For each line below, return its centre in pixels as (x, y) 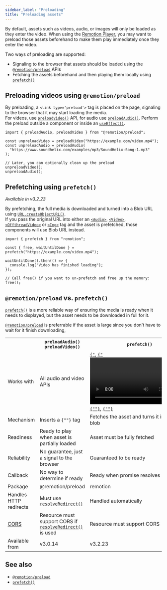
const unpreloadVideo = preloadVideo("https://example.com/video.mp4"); (82, 141)
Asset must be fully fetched (122, 437)
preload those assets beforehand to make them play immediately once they (82, 39)
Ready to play (56, 431)
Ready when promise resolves (125, 475)
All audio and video (62, 378)
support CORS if (59, 521)
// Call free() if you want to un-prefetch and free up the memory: (78, 278)
